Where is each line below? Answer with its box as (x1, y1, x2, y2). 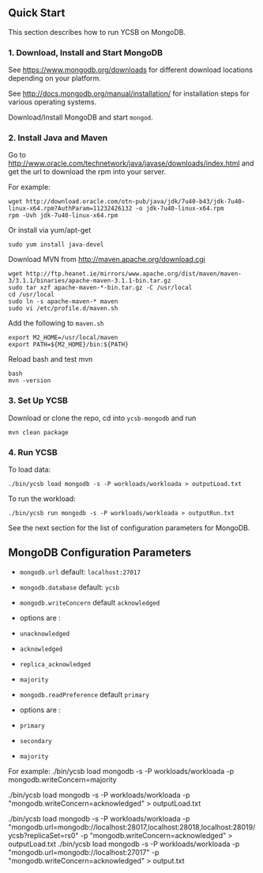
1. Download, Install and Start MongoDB (8, 47, 163, 58)
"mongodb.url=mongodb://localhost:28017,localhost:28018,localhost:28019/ (8, 822, 256, 832)
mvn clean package (8, 428, 69, 436)
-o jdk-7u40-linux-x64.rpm (135, 205, 224, 213)
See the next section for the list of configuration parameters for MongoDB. (8, 523, 250, 533)
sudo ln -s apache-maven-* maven (8, 298, 118, 306)
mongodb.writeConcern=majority (8, 775, 117, 784)
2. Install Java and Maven (8, 132, 108, 143)
